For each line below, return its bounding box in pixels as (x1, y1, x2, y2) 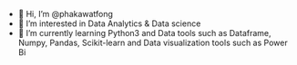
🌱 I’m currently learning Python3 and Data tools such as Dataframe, (17, 28, 271, 38)
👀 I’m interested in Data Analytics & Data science (17, 18, 201, 29)
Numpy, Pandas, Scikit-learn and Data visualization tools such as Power (17, 37, 289, 48)
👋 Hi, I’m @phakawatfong (17, 9, 114, 19)
